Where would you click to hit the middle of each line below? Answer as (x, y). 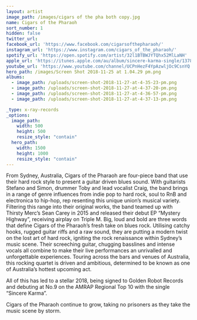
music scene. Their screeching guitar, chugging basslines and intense (91, 244)
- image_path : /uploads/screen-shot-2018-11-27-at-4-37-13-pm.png (94, 99)
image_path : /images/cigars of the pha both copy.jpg (73, 17)
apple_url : (19, 61)
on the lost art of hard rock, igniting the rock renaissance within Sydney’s (94, 238)
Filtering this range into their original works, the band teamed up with (89, 207)
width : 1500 (31, 148)
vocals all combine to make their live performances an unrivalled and (89, 251)
